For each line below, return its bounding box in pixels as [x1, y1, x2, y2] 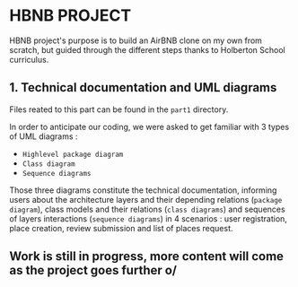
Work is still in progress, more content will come [9, 248, 285, 265]
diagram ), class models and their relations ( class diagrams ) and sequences [9, 204, 285, 214]
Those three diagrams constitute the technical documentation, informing [9, 185, 277, 196]
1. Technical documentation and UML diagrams [9, 80, 277, 95]
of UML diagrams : [9, 131, 78, 142]
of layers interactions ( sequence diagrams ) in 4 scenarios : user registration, [9, 213, 287, 224]
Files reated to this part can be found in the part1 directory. [9, 104, 229, 115]
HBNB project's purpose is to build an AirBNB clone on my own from [9, 35, 263, 46]
